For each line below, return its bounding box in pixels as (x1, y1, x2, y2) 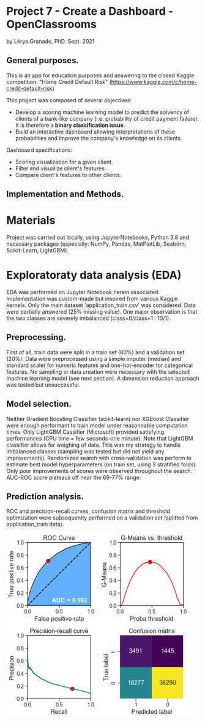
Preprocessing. (6, 332, 66, 343)
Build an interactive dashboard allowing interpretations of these (15, 127, 176, 135)
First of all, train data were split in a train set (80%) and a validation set (6, 348, 185, 356)
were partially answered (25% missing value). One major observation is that (6, 308, 198, 316)
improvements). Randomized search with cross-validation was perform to (6, 454, 192, 461)
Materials (6, 213, 56, 227)
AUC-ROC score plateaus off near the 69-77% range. (6, 474, 141, 481)
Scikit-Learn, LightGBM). (6, 247, 69, 254)
